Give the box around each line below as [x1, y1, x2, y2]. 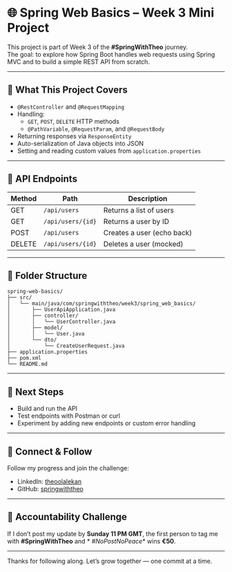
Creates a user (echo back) [103, 228, 193, 237]
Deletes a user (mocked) [103, 239, 184, 248]
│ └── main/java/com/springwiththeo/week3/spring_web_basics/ [7, 300, 196, 307]
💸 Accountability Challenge [7, 511, 128, 523]
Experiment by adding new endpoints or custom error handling [17, 419, 196, 427]
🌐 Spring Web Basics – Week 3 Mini [7, 5, 215, 21]
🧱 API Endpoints [7, 173, 78, 185]
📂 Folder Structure [7, 270, 88, 282]
